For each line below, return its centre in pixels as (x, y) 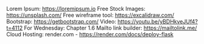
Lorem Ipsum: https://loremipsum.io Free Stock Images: (76, 9)
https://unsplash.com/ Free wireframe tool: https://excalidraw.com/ (90, 15)
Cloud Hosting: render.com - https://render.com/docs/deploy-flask (90, 34)
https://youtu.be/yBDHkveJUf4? (158, 21)
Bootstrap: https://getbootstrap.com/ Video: (62, 21)
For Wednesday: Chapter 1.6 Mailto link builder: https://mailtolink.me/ (111, 28)
